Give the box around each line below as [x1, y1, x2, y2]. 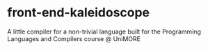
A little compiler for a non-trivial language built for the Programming [7, 27, 202, 36]
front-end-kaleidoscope [7, 5, 150, 21]
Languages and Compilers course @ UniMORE [7, 34, 141, 42]
